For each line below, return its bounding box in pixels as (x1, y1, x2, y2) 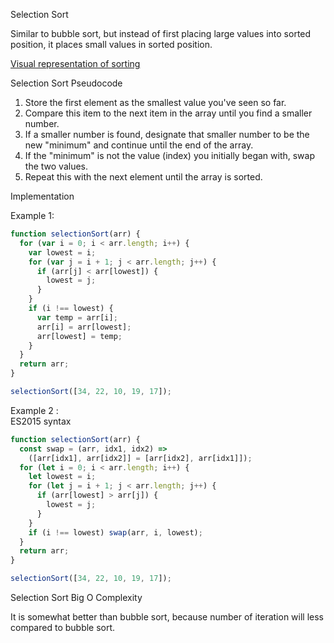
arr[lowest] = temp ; (36, 331, 123, 341)
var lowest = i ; (28, 247, 97, 258)
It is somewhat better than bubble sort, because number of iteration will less (10, 611, 325, 623)
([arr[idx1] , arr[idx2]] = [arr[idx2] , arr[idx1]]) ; (28, 453, 253, 463)
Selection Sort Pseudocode (10, 77, 123, 89)
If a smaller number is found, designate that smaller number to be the (24, 129, 310, 140)
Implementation (10, 190, 75, 202)
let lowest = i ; (28, 472, 97, 482)
